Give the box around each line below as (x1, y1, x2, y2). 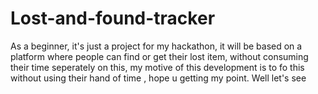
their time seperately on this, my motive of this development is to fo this (10, 61, 305, 73)
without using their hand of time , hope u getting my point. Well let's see (10, 72, 307, 84)
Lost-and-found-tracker (10, 7, 216, 30)
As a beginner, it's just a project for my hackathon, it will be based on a (10, 40, 303, 52)
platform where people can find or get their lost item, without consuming (10, 50, 309, 62)
